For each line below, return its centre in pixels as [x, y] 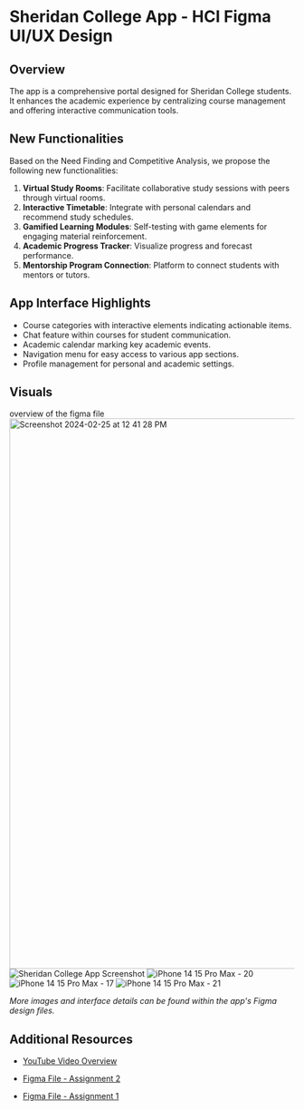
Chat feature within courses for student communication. [127, 335]
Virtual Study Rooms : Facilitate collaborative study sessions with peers [156, 188]
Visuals [31, 392]
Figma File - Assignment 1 [71, 1096]
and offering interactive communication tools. [94, 110]
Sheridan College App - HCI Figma [140, 17]
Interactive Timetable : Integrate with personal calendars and [137, 207]
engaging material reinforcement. [85, 236]
